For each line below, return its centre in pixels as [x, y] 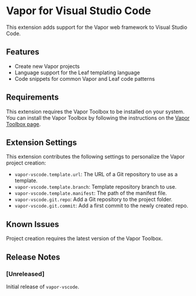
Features [23, 52]
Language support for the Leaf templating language [77, 73]
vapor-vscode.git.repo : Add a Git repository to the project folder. [93, 199]
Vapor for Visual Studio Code [79, 11]
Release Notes [33, 257]
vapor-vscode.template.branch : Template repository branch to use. [95, 187]
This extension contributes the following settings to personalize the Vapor [95, 157]
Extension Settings [41, 142]
